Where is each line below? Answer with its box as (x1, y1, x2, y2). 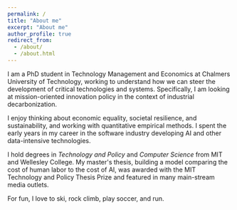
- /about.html (14, 51, 56, 58)
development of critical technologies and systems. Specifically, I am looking (7, 85, 230, 93)
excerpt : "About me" (7, 23, 69, 31)
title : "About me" (7, 17, 62, 24)
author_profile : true (7, 30, 72, 38)
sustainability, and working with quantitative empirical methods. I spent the (7, 121, 227, 130)
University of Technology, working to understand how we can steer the (7, 77, 216, 85)
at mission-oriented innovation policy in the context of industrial (7, 92, 194, 100)
